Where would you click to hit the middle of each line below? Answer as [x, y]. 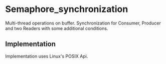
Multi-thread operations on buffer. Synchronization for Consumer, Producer [83, 23]
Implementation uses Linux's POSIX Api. [47, 56]
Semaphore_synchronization [67, 9]
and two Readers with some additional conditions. [57, 28]
